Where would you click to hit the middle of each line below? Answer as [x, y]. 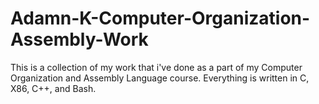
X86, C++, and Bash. [53, 88]
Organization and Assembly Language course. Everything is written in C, [160, 78]
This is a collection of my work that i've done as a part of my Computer [156, 67]
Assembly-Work [79, 39]
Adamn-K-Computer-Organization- [160, 18]
